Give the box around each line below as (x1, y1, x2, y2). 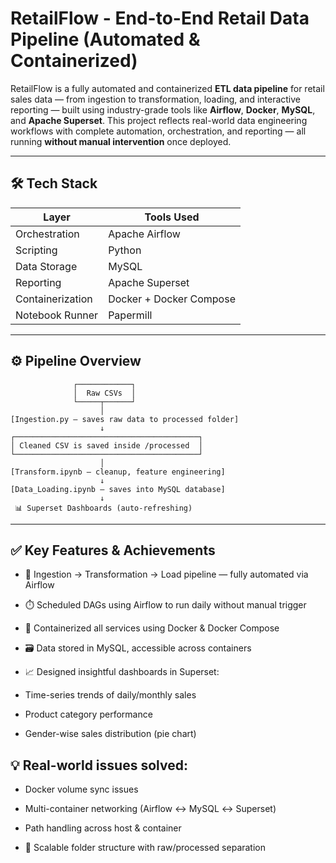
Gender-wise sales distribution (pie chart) (24, 728, 197, 740)
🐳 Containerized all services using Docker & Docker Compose (24, 622, 280, 634)
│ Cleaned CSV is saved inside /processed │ (10, 440, 203, 451)
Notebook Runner (15, 308, 99, 322)
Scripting (15, 243, 58, 257)
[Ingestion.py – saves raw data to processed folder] (10, 414, 240, 424)
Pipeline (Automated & (10, 28, 201, 51)
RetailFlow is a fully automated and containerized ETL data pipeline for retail (10, 82, 325, 94)
